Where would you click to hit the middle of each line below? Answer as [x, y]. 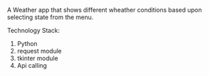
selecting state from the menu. [50, 17]
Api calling [32, 65]
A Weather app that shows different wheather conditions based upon [104, 10]
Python [27, 43]
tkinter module [37, 58]
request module [39, 51]
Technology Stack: [34, 30]
